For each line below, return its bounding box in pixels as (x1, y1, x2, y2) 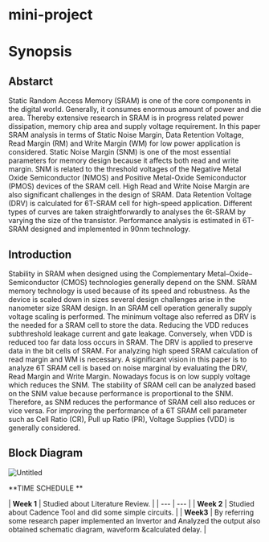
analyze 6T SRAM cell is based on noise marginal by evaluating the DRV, (8, 363, 247, 372)
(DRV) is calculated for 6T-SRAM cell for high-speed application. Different (8, 199, 253, 209)
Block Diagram (8, 446, 83, 460)
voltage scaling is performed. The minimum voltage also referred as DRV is (8, 312, 257, 321)
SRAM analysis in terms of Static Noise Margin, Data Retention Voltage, (8, 130, 244, 140)
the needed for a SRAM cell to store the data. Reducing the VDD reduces (8, 321, 249, 329)
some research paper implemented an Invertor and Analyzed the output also (8, 515, 261, 525)
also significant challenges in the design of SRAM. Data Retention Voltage (8, 190, 252, 200)
